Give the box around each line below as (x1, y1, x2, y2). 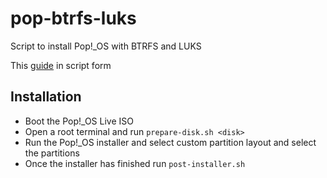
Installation (10, 88, 82, 106)
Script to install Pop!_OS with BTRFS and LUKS (10, 40, 202, 52)
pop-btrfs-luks (10, 7, 137, 30)
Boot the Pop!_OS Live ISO (24, 115, 134, 127)
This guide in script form (10, 59, 112, 71)
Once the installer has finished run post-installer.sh (24, 157, 246, 169)
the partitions (24, 147, 80, 159)
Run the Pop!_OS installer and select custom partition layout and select (24, 136, 317, 148)
